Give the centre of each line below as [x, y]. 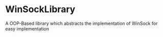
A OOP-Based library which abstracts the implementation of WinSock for [81, 23]
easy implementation [27, 28]
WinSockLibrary [40, 9]
